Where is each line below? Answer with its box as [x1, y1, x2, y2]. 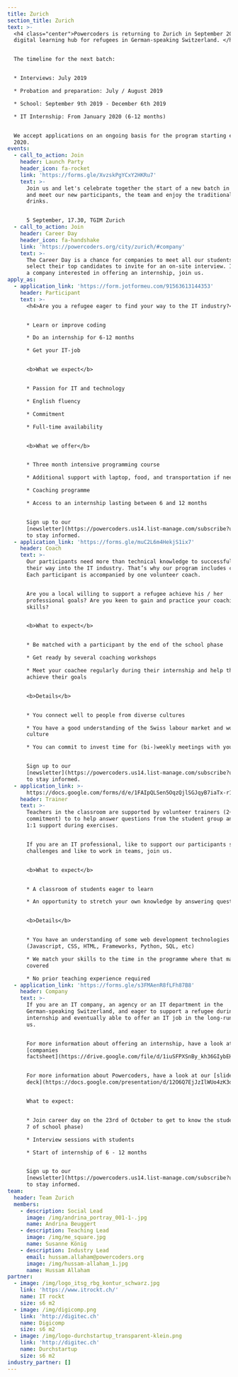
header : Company [20, 988, 69, 995]
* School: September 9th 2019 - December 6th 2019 [13, 100, 166, 107]
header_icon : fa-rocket [20, 165, 91, 172]
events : [7, 145, 30, 152]
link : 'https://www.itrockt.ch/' [20, 1286, 119, 1293]
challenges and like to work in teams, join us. [25, 847, 173, 854]
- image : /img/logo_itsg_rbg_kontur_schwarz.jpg [13, 1280, 160, 1287]
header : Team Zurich [13, 1194, 74, 1201]
